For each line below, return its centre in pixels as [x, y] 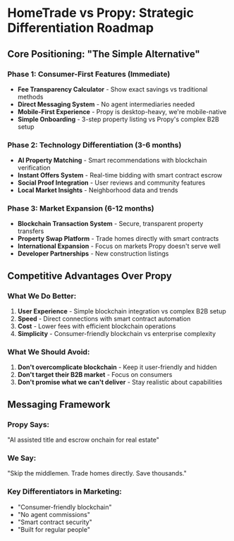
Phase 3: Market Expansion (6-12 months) [81, 209]
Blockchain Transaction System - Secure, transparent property [110, 224]
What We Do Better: [42, 296]
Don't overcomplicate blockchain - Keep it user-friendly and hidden [117, 367]
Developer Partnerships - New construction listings [93, 254]
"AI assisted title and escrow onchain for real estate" [84, 440]
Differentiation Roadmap [80, 28]
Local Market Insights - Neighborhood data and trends [98, 190]
